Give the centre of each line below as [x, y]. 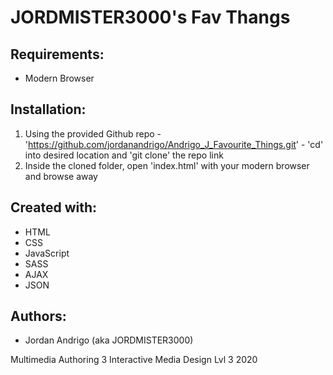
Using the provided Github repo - [93, 133]
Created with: [54, 207]
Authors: [38, 316]
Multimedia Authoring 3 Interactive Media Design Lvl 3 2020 [134, 360]
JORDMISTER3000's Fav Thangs [150, 17]
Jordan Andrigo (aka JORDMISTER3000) [109, 340]
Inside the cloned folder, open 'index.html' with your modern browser [167, 165]
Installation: [48, 109]
